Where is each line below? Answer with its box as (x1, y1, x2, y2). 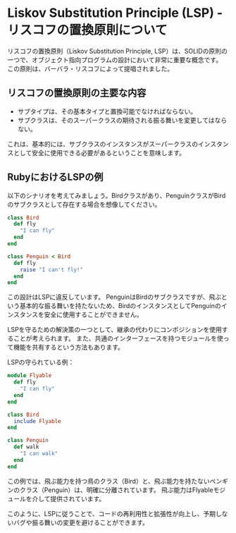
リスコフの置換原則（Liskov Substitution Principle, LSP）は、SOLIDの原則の (7, 47, 228, 55)
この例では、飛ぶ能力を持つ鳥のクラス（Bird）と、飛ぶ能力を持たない (7, 477, 210, 485)
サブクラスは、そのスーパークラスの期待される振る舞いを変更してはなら (17, 116, 228, 124)
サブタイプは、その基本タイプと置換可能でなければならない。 (17, 107, 197, 116)
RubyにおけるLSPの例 (7, 171, 104, 183)
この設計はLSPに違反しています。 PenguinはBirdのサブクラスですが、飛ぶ (7, 293, 222, 301)
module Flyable (7, 372, 52, 379)
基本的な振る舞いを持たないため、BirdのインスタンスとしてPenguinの (19, 302, 222, 310)
